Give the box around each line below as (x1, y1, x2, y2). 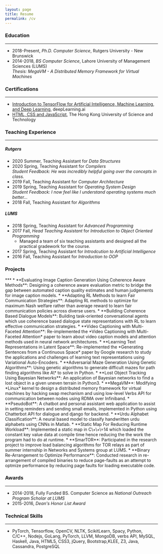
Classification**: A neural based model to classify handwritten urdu (5, 416, 140, 422)
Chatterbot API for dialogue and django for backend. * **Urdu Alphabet (5, 411, 149, 417)
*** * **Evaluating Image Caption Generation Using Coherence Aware (5, 277, 146, 283)
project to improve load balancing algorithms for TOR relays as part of (5, 442, 145, 448)
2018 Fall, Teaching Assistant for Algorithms (12, 199, 100, 205)
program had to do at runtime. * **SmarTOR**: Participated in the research (5, 437, 157, 442)
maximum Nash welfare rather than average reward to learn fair (5, 303, 132, 309)
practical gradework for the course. (19, 244, 91, 249)
